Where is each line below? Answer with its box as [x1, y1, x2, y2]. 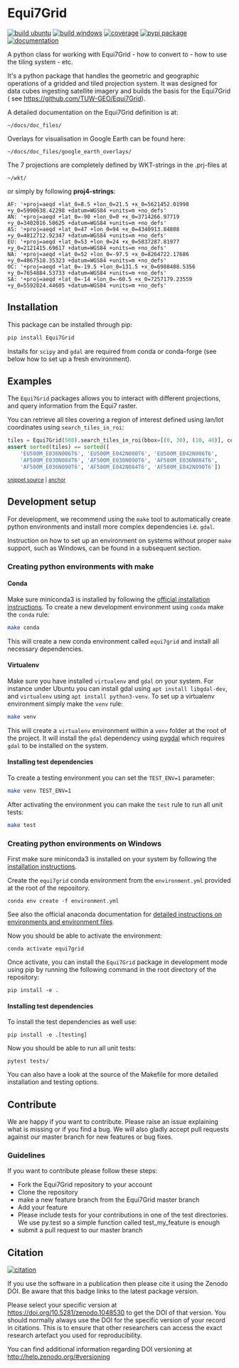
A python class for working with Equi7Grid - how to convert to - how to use [7, 50, 228, 59]
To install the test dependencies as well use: [7, 1018, 137, 1026]
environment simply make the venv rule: [7, 699, 123, 708]
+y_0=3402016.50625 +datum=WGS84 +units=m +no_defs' [7, 219, 167, 226]
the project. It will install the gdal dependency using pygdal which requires [7, 734, 225, 742]
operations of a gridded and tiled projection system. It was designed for [7, 78, 218, 87]
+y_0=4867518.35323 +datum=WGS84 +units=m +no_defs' [7, 257, 167, 264]
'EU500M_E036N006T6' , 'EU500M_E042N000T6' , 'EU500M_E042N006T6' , [20, 450, 218, 457]
